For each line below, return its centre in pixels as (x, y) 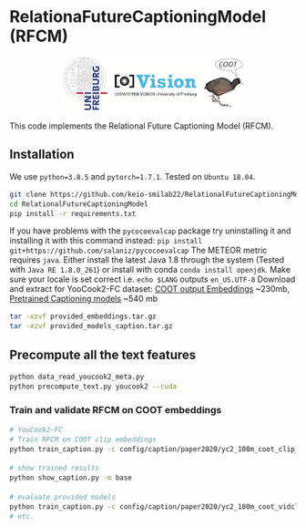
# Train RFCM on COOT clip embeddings (83, 440)
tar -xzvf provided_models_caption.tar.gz (91, 326)
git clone (28, 194)
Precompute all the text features (103, 354)
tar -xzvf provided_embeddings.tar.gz (83, 316)
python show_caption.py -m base (71, 478)
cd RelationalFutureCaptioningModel (79, 204)
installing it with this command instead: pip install (106, 241)
